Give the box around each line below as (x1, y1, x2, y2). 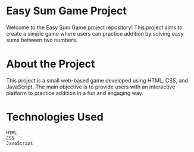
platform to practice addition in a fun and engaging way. (6, 89, 144, 96)
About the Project (6, 58, 95, 71)
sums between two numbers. (6, 36, 78, 43)
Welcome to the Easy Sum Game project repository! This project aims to (6, 24, 183, 31)
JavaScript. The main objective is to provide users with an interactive (6, 83, 176, 90)
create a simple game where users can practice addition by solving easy (6, 30, 184, 37)
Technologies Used (6, 110, 104, 124)
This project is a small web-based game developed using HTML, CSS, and (6, 77, 189, 84)
